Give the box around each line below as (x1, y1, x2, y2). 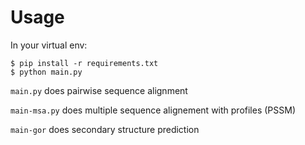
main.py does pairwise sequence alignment (10, 84, 188, 96)
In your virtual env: (10, 39, 88, 51)
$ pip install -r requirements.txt (10, 58, 159, 68)
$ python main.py (10, 67, 83, 77)
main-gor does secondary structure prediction (10, 123, 200, 135)
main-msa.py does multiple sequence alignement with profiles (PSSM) (10, 104, 296, 116)
